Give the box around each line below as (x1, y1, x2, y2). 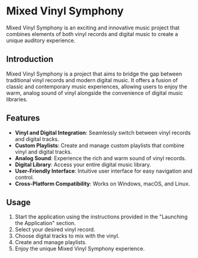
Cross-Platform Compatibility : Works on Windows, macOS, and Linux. (14, 180, 190, 187)
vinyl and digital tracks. (14, 148, 72, 155)
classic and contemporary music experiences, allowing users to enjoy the (6, 83, 187, 90)
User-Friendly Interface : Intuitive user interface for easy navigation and (14, 167, 193, 175)
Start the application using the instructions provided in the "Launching (14, 213, 188, 220)
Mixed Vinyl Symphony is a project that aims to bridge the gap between (6, 70, 182, 77)
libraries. (6, 95, 28, 103)
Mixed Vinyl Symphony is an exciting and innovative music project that (6, 24, 180, 31)
